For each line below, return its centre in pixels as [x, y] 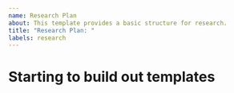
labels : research [37, 38]
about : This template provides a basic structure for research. [118, 23]
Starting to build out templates [112, 77]
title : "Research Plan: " [51, 30]
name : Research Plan [43, 15]
